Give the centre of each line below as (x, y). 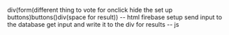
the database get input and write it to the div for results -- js (93, 24)
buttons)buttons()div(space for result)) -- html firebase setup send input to (114, 17)
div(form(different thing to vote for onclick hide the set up (90, 10)
